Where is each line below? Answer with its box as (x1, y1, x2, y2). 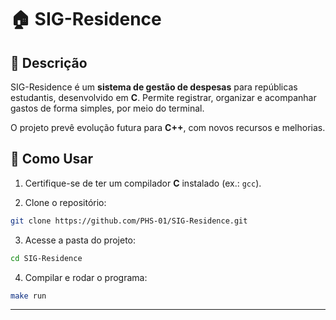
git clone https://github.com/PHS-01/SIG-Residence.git (10, 216, 248, 226)
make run (10, 291, 47, 301)
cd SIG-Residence (10, 253, 83, 263)
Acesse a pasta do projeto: (24, 234, 137, 246)
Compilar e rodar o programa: (24, 271, 148, 283)
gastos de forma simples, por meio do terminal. (10, 102, 205, 114)
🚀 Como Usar (10, 151, 94, 168)
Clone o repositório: (24, 196, 107, 208)
